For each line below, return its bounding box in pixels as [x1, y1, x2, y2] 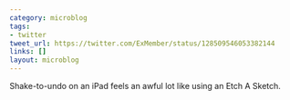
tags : [9, 22, 30, 31]
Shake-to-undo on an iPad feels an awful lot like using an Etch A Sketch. [9, 81, 281, 91]
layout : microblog [9, 55, 79, 65]
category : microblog [9, 13, 88, 23]
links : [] [9, 47, 47, 56]
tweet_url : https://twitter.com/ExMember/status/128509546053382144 [9, 38, 275, 48]
